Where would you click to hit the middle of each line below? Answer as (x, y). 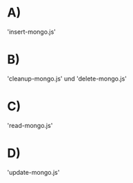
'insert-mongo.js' (32, 32)
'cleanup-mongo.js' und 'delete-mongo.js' (67, 78)
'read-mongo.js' (30, 125)
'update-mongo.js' (33, 172)
